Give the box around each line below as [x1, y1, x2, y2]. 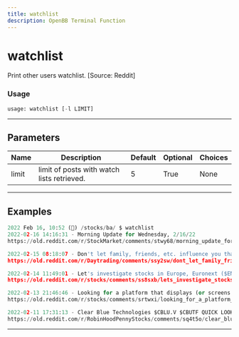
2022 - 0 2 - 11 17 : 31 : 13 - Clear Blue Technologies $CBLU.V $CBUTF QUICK [7, 309, 218, 316]
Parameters [7, 132, 60, 143]
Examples [7, 205, 52, 217]
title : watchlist [7, 10, 59, 18]
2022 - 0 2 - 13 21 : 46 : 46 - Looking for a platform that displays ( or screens [7, 289, 231, 296]
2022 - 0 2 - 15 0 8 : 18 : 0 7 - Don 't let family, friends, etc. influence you [7, 250, 221, 257]
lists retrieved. [38, 174, 86, 184]
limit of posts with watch [38, 165, 119, 175]
